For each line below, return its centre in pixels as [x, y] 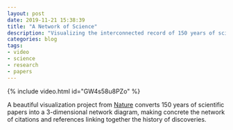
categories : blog [32, 39]
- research [23, 65]
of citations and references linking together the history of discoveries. [107, 119]
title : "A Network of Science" [52, 26]
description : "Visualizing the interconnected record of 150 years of [111, 33]
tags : [15, 46]
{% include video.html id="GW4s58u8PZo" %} [74, 91]
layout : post [26, 13]
